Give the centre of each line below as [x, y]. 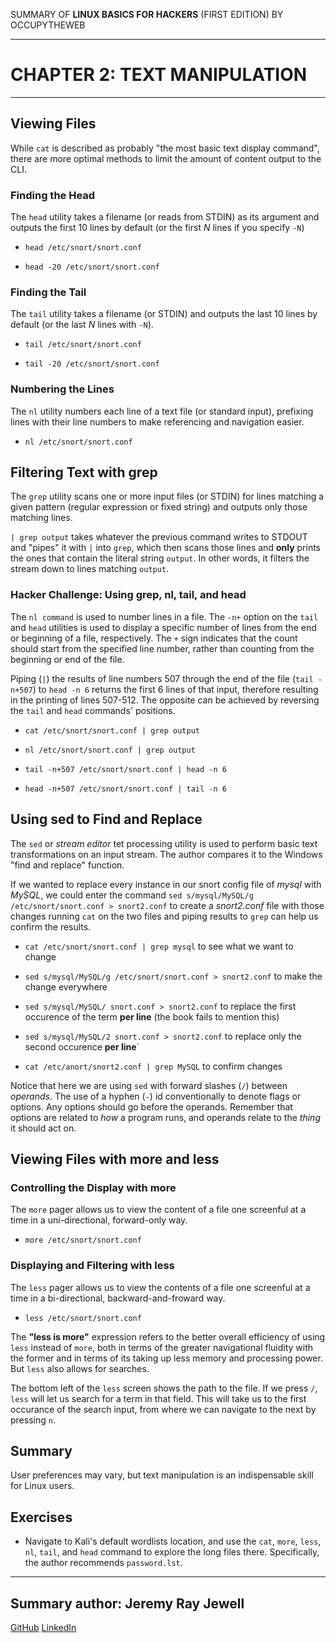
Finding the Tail [48, 292]
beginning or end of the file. [67, 659]
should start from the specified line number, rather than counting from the [162, 648]
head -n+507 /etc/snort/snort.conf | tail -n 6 [125, 789]
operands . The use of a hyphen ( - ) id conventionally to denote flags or [156, 1096]
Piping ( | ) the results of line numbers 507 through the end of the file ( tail [162, 678]
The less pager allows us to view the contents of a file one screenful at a [160, 1287]
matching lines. [41, 518]
